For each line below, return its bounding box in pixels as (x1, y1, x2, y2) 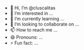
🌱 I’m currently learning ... (10, 16, 65, 21)
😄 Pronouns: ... (10, 34, 43, 40)
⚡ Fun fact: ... (10, 40, 38, 46)
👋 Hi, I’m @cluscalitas (10, 5, 56, 11)
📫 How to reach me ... (10, 27, 58, 33)
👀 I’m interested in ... (10, 10, 53, 16)
